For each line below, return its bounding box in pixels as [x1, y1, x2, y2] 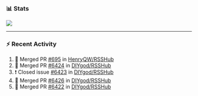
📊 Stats [6, 4, 29, 12]
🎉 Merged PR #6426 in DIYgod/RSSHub [14, 77, 111, 84]
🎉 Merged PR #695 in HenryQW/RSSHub [14, 56, 114, 63]
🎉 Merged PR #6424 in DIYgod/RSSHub [14, 61, 111, 68]
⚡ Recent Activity [6, 40, 57, 48]
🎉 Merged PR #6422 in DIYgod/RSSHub [14, 83, 111, 90]
